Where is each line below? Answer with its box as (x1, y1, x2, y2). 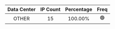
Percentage (65, 6, 92, 12)
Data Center (7, 6, 36, 12)
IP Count (40, 6, 61, 12)
